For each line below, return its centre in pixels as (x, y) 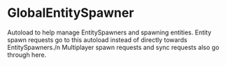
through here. (27, 55)
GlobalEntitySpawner (71, 13)
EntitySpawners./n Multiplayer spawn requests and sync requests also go (113, 47)
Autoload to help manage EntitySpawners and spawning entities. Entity (110, 32)
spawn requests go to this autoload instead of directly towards (97, 39)
